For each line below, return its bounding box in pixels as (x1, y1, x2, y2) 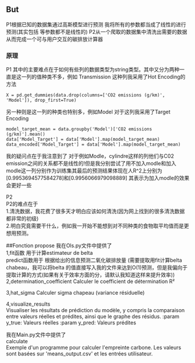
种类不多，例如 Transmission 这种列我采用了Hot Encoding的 (41, 73, 186, 81)
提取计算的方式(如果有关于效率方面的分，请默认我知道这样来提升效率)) (6, 271, 175, 278)
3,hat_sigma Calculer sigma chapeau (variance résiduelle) (6, 289, 145, 296)
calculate (6, 338, 28, 345)
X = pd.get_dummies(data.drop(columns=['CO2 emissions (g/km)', (6, 92, 165, 98)
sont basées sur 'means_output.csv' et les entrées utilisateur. (6, 350, 153, 357)
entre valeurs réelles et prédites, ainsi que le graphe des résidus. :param (6, 313, 179, 320)
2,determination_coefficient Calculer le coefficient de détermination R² (6, 278, 175, 285)
